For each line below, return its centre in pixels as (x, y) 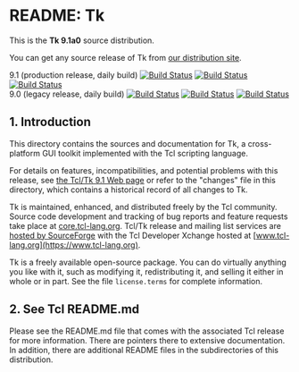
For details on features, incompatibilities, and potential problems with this (144, 170)
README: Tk (57, 16)
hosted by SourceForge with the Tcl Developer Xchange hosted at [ (133, 235)
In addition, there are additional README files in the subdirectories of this (144, 350)
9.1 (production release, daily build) (74, 75)
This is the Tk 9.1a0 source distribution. (82, 40)
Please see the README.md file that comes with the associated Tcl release (147, 331)
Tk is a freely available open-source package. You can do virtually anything (148, 262)
